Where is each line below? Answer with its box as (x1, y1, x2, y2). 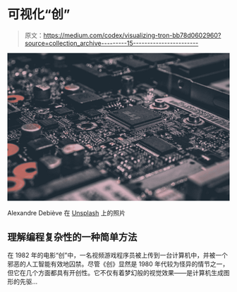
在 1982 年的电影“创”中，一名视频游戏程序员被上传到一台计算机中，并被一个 (7, 251, 228, 260)
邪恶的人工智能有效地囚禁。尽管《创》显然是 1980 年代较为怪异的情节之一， (7, 260, 229, 268)
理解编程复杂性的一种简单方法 (7, 231, 138, 243)
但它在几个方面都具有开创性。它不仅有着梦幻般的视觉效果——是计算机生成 (7, 269, 224, 277)
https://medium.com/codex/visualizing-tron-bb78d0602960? (43, 31, 221, 39)
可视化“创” (7, 6, 71, 23)
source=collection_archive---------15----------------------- (24, 39, 199, 47)
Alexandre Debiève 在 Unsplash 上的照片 (7, 208, 126, 217)
